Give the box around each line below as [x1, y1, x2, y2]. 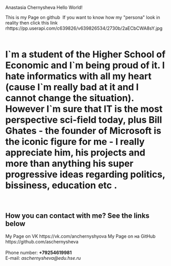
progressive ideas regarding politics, [5, 169, 165, 180]
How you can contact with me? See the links [5, 212, 150, 220]
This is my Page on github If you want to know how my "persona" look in [5, 14, 160, 20]
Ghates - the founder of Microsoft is [5, 125, 162, 137]
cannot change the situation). [5, 92, 135, 104]
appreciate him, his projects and [5, 147, 145, 159]
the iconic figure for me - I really [5, 136, 145, 148]
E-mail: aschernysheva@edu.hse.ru [5, 255, 81, 261]
